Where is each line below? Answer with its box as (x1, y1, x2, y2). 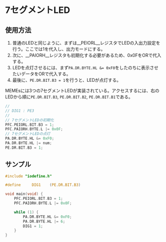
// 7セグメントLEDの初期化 (5, 118, 55, 122)
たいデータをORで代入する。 (12, 71, 71, 77)
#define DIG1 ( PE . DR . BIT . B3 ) (5, 182, 81, 187)
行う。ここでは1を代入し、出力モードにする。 (12, 46, 106, 52)
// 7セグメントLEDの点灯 (5, 131, 51, 136)
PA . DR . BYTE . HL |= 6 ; (23, 219, 65, 224)
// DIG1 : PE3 (5, 108, 35, 113)
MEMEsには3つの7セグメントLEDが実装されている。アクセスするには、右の (5, 88, 160, 93)
